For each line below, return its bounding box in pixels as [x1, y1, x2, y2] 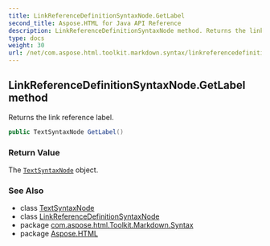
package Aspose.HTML [19, 229, 99, 239]
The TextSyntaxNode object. [8, 165, 99, 175]
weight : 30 [8, 42, 45, 50]
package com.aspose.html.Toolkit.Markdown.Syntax [19, 220, 194, 230]
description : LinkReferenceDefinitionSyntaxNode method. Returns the [8, 26, 247, 34]
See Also [8, 185, 44, 196]
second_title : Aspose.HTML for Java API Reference [8, 19, 182, 27]
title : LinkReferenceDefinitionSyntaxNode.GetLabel [8, 11, 185, 20]
